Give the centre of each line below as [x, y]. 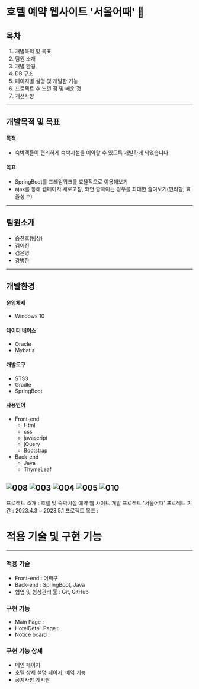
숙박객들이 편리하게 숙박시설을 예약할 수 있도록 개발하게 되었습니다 [92, 153]
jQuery [32, 444]
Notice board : [32, 635]
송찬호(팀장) [29, 238]
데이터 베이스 [21, 330]
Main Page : [29, 622]
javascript [36, 438]
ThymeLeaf [38, 469]
